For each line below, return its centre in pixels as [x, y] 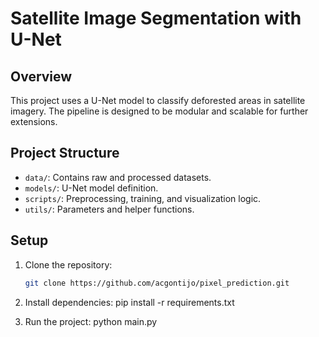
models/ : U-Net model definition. [91, 188]
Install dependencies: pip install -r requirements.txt [129, 302]
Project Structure [65, 153]
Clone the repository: [68, 264]
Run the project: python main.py [91, 321]
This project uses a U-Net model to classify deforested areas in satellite [158, 100]
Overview [41, 76]
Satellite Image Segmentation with [156, 18]
